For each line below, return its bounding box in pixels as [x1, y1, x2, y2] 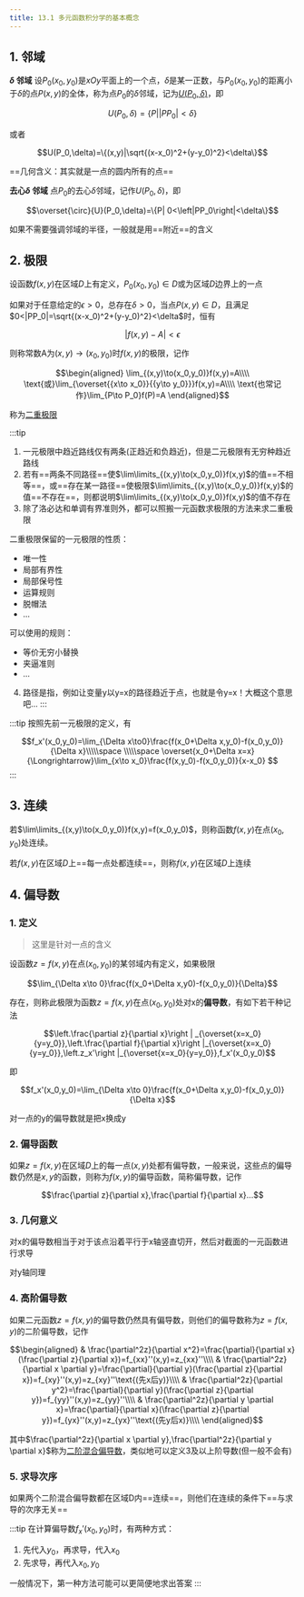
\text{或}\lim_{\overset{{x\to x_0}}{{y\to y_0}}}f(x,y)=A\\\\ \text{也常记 [24, 378, 281, 389]
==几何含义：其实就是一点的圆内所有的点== [9, 166, 174, 176]
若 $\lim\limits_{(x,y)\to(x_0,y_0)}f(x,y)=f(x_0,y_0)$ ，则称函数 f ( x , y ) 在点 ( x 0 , [9, 824, 285, 837]
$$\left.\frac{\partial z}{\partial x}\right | [44, 1028, 193, 1039]
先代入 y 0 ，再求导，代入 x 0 [22, 1543, 121, 1557]
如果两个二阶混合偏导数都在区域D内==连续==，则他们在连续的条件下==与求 [9, 1492, 293, 1503]
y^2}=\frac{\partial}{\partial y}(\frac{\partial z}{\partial [51, 1384, 254, 1395]
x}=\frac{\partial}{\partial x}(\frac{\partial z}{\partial [55, 1403, 250, 1414]
